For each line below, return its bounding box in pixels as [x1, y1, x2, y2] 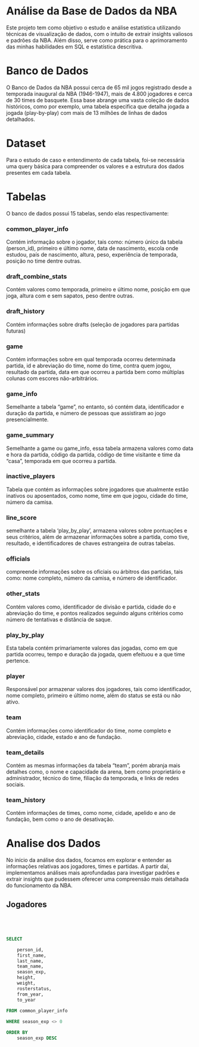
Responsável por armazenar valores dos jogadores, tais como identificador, [6, 686, 192, 693]
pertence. [6, 657, 30, 665]
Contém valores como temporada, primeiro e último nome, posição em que [6, 286, 191, 293]
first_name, [17, 952, 46, 958]
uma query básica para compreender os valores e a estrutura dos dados [6, 163, 184, 170]
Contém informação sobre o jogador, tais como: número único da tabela [6, 238, 183, 246]
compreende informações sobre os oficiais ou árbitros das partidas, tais [6, 568, 184, 576]
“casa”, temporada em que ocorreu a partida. [6, 457, 117, 464]
